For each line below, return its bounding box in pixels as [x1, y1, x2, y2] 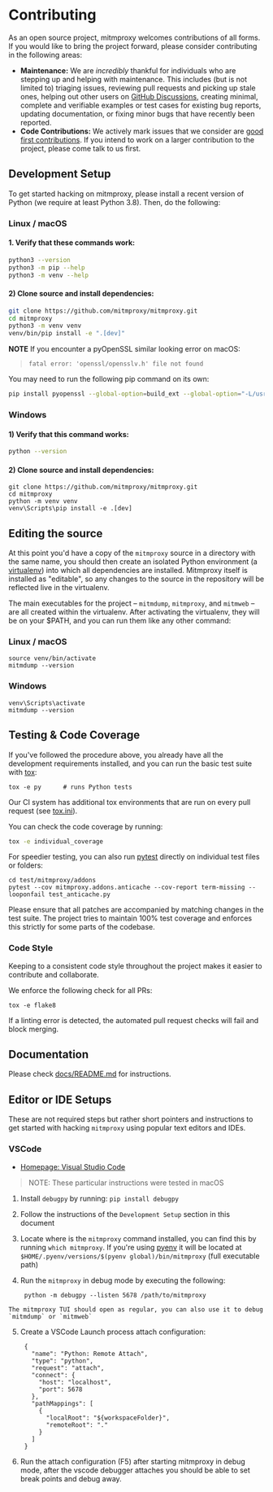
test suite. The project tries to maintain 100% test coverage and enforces [8, 913, 253, 923]
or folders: [8, 860, 43, 870]
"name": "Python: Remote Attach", [31, 1350, 149, 1358]
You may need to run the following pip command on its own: [8, 374, 210, 384]
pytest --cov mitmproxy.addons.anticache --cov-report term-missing [8, 883, 245, 892]
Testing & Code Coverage [8, 728, 141, 742]
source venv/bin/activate [8, 654, 96, 663]
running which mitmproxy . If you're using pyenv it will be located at [19, 1242, 242, 1252]
